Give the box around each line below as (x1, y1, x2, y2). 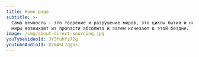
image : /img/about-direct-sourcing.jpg (6, 31, 105, 37)
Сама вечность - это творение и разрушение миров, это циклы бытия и (11, 20, 187, 26)
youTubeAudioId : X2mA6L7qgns (6, 42, 78, 48)
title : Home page (6, 8, 49, 15)
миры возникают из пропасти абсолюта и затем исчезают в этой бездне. (11, 25, 190, 31)
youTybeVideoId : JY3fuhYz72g (6, 36, 78, 42)
